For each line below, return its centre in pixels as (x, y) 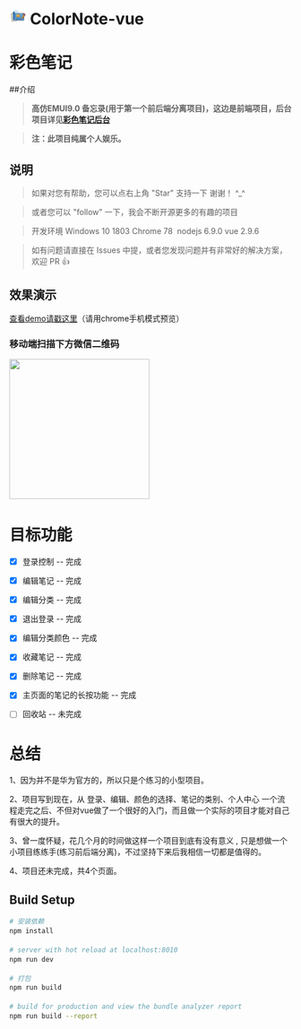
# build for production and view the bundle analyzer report (126, 1007)
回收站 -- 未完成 (52, 714)
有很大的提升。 (37, 822)
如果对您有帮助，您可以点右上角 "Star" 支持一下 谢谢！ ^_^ (138, 193)
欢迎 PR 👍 (50, 261)
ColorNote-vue (87, 19)
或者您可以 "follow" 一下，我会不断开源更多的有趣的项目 (135, 212)
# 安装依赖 (27, 921)
